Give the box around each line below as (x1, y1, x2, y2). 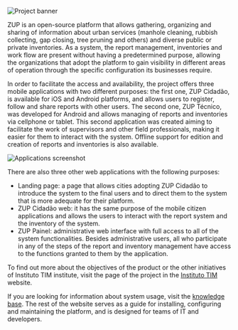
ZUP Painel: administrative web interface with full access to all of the (17, 227, 219, 235)
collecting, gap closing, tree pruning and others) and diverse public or (7, 36, 212, 44)
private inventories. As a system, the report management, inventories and (7, 43, 222, 51)
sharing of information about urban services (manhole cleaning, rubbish (7, 28, 218, 36)
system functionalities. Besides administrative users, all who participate (17, 235, 227, 243)
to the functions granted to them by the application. (17, 250, 168, 257)
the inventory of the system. (17, 219, 101, 228)
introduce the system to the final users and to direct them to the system (17, 189, 227, 197)
